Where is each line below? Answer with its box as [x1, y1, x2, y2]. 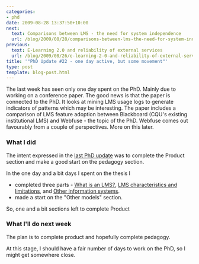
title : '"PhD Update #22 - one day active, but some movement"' [6, 58, 168, 64]
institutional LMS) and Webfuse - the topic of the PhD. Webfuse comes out [6, 117, 188, 125]
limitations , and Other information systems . [14, 187, 120, 195]
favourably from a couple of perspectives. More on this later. [6, 123, 154, 131]
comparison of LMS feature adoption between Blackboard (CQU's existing [6, 111, 188, 118]
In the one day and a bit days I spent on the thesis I [6, 170, 131, 177]
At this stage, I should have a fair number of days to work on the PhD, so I [6, 244, 185, 252]
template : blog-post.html [6, 69, 70, 75]
